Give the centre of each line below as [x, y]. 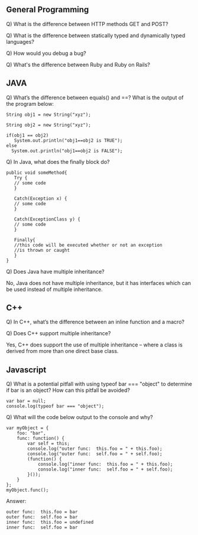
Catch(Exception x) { [40, 198]
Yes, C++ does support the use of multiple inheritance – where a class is [95, 345]
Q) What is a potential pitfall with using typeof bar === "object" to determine [99, 384]
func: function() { [41, 439]
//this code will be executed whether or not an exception [88, 245]
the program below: [30, 103]
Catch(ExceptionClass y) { [47, 219]
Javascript [26, 370]
